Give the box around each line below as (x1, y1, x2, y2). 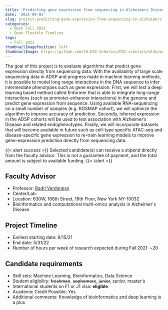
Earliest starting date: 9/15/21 (12, 234, 72, 240)
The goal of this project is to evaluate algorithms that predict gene (5, 63, 141, 69)
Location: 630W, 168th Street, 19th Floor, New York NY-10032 (12, 196, 139, 202)
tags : (5, 35, 16, 40)
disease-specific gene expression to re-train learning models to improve (5, 132, 154, 138)
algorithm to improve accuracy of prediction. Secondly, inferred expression (5, 110, 160, 116)
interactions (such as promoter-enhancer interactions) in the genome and (5, 94, 156, 100)
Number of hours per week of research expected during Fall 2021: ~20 (12, 245, 158, 251)
